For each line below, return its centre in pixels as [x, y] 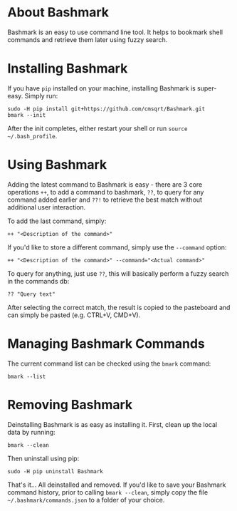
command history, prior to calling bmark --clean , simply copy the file [108, 492]
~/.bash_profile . [32, 135]
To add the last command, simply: [57, 221]
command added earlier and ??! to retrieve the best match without [105, 200]
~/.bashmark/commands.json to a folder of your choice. [86, 500]
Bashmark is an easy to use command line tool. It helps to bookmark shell [115, 32]
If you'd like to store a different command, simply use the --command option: [117, 247]
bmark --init [27, 115]
